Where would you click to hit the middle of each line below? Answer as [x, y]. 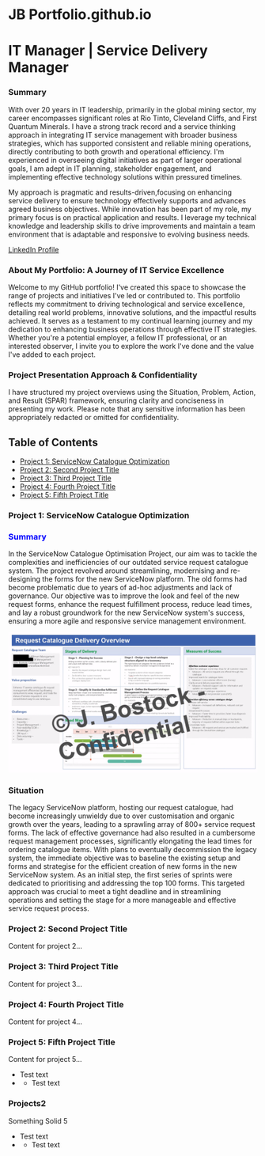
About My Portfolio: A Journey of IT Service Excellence [116, 270]
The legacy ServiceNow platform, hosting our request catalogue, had [121, 808]
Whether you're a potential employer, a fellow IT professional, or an [118, 337]
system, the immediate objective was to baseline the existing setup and [125, 858]
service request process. [49, 908]
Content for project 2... [45, 946]
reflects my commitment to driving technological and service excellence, [127, 304]
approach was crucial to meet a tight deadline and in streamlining [115, 892]
